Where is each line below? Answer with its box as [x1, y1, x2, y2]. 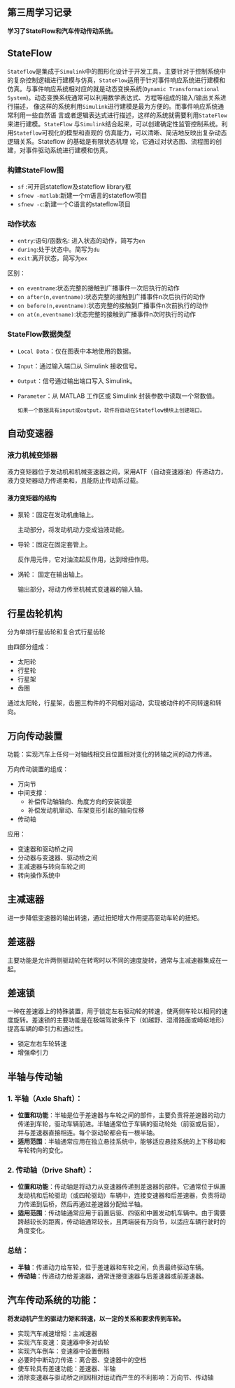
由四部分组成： [7, 643, 50, 651]
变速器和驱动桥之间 [17, 845, 73, 853]
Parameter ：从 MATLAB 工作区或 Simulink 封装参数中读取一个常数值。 [17, 392, 219, 400]
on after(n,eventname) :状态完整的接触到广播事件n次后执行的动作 [17, 293, 206, 301]
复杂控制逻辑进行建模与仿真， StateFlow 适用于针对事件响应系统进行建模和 [13, 76, 226, 84]
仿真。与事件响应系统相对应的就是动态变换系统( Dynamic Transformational [7, 84, 220, 93]
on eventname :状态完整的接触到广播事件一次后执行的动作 [17, 283, 180, 293]
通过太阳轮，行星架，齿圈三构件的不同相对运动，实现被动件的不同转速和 [7, 699, 215, 707]
